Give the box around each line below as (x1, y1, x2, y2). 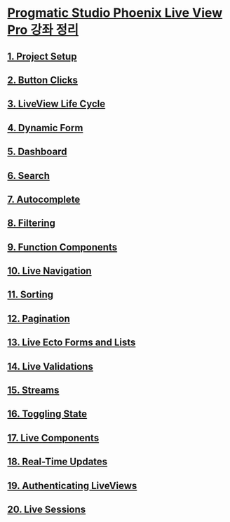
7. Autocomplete (7, 193, 81, 205)
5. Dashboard (7, 146, 67, 158)
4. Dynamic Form (7, 121, 83, 134)
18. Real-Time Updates (7, 456, 108, 468)
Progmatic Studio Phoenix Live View (7, 5, 223, 21)
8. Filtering (7, 217, 56, 229)
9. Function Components (7, 241, 118, 253)
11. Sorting (7, 289, 54, 301)
